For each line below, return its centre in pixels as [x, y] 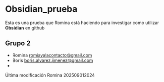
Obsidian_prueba [41, 9]
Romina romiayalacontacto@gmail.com [52, 55]
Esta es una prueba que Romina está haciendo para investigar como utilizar [82, 23]
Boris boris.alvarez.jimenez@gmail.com [53, 60]
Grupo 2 [18, 43]
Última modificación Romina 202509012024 [50, 75]
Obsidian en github [25, 27]
